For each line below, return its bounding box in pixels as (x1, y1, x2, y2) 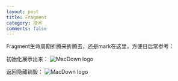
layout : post (6, 8, 39, 15)
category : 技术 (6, 20, 43, 26)
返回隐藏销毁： (6, 68, 43, 76)
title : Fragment (6, 14, 47, 20)
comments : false (6, 25, 47, 32)
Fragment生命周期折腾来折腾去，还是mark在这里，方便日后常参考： (6, 43, 174, 50)
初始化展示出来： (6, 55, 49, 63)
